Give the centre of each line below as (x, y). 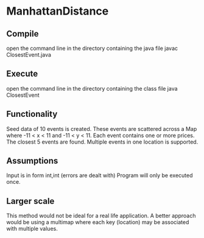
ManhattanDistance (58, 11)
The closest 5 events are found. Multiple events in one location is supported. (102, 142)
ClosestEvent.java (29, 55)
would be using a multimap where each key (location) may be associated (98, 222)
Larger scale (30, 201)
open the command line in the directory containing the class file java (92, 88)
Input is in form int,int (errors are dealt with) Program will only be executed (100, 175)
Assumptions (32, 161)
